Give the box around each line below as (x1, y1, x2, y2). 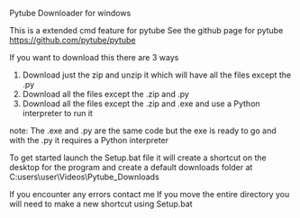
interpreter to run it (22, 108, 93, 118)
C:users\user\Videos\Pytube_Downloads (9, 171, 159, 182)
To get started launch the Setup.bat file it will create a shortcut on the (9, 152, 268, 163)
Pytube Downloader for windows (9, 8, 132, 18)
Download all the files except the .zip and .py (22, 89, 189, 99)
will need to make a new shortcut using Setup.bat (9, 198, 193, 209)
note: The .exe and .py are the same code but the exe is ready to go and (9, 125, 277, 136)
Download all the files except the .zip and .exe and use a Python (22, 98, 260, 109)
